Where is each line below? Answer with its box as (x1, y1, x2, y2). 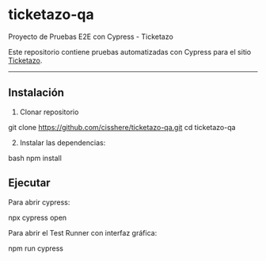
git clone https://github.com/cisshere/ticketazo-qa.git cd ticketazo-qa (8, 122, 236, 132)
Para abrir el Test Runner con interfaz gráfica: (8, 228, 158, 237)
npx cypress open (8, 213, 67, 222)
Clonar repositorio (19, 107, 79, 117)
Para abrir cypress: (8, 197, 70, 207)
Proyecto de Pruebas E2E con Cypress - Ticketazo (8, 32, 174, 41)
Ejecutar (8, 176, 51, 190)
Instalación (8, 86, 65, 100)
